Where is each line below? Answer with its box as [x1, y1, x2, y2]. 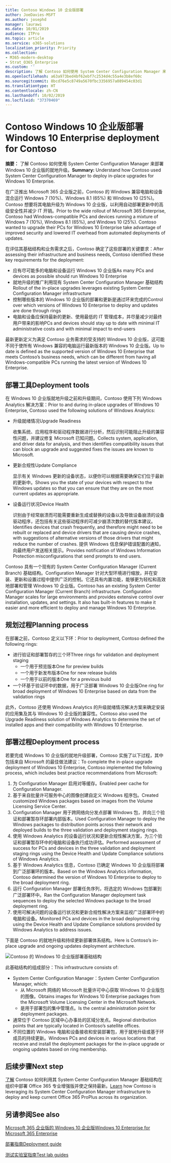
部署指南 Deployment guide [5, 1141, 62, 1147]
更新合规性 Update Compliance [12, 462, 77, 468]
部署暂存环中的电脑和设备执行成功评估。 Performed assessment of [21, 839, 161, 845]
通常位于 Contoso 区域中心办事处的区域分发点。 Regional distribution [12, 1017, 157, 1023]
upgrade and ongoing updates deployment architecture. [17, 943, 136, 949]
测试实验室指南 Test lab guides [5, 1152, 69, 1158]
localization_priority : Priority [5, 45, 76, 50]
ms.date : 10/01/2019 [5, 27, 49, 32]
